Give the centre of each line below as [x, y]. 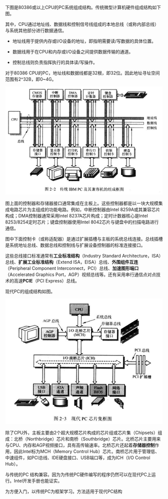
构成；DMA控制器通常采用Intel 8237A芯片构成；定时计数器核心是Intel [77, 216]
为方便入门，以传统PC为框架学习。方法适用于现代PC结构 [64, 491]
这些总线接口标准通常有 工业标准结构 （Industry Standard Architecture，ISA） [83, 256]
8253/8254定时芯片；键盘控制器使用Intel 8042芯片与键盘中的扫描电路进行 [82, 222]
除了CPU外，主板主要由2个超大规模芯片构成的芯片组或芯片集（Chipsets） [81, 433]
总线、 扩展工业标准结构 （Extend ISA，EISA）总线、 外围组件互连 [72, 262]
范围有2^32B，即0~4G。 [31, 79]
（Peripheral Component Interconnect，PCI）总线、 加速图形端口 [72, 268]
